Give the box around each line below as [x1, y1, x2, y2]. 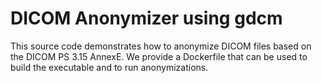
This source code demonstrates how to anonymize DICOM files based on [10, 40, 312, 52]
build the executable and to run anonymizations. [10, 61, 209, 73]
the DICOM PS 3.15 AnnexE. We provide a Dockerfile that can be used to [10, 50, 308, 62]
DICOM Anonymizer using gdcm [10, 7, 283, 30]
